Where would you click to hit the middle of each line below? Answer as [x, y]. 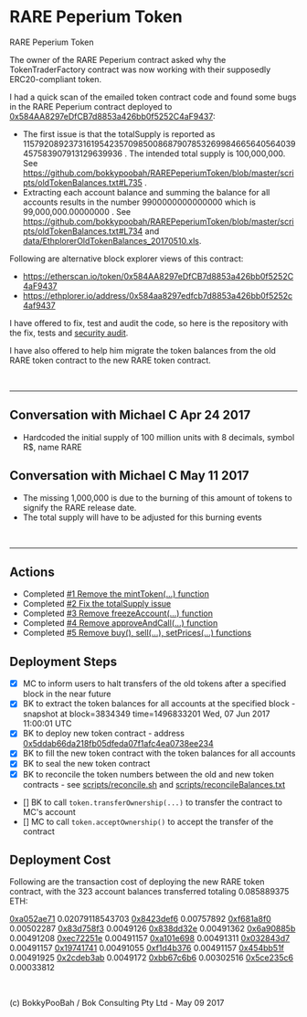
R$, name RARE [52, 447]
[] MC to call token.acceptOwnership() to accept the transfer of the [148, 821]
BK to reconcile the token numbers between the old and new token [148, 774]
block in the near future [67, 694]
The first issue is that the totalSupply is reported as [119, 133]
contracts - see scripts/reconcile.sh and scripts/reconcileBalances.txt [154, 784]
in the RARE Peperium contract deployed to [91, 106]
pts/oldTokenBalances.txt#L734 [83, 231]
